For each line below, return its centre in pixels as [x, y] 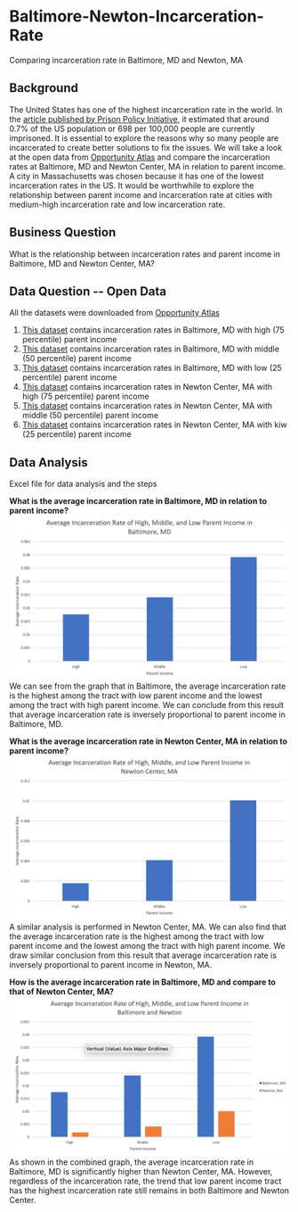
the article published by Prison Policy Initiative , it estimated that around [139, 119]
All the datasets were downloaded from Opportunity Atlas [114, 313]
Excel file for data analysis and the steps [83, 484]
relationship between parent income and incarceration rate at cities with [141, 194]
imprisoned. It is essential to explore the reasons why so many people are [144, 138]
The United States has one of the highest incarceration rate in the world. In [146, 110]
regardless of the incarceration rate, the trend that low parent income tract [145, 1181]
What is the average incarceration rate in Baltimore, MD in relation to [138, 501]
